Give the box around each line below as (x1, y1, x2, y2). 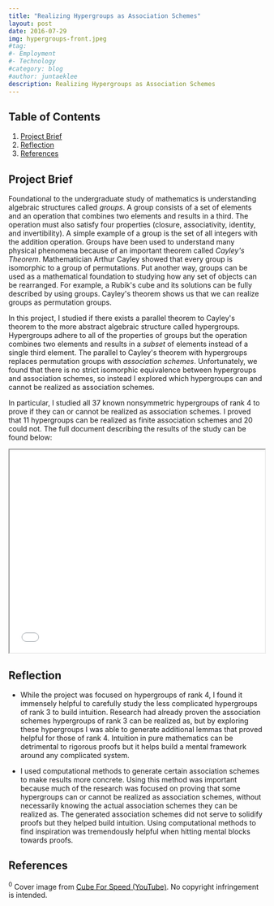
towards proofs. (19, 834, 74, 845)
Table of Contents (8, 110, 101, 124)
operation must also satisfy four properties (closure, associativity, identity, (8, 220, 256, 230)
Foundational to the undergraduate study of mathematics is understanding (8, 194, 257, 204)
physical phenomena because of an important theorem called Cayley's (8, 245, 245, 256)
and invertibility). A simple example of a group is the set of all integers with (8, 228, 258, 238)
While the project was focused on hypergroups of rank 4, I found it (19, 690, 243, 700)
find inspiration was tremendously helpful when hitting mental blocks (19, 826, 251, 836)
